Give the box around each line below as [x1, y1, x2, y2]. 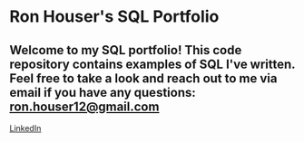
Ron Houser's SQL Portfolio [9, 6, 220, 27]
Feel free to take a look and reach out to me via [9, 71, 278, 86]
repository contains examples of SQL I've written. [9, 56, 296, 71]
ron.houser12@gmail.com [9, 99, 160, 114]
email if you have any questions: [9, 84, 197, 100]
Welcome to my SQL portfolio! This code [9, 43, 242, 58]
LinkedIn [9, 123, 42, 133]
